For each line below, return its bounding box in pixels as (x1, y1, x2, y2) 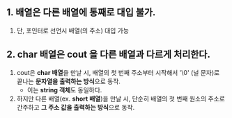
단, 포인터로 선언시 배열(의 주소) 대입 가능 (16, 26, 130, 35)
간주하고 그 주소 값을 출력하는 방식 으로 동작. (16, 103, 135, 111)
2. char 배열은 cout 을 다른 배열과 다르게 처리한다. (6, 49, 210, 60)
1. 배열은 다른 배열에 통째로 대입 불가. (6, 6, 156, 19)
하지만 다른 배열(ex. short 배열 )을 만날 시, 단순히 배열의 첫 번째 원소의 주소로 (16, 94, 226, 103)
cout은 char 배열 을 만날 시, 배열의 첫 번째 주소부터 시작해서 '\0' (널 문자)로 (16, 68, 220, 76)
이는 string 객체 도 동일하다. (26, 85, 102, 94)
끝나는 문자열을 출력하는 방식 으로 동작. (16, 77, 121, 85)
